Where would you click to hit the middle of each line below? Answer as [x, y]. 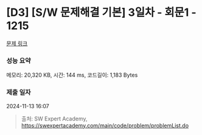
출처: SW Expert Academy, [54, 119]
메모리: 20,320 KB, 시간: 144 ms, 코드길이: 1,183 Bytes [72, 75]
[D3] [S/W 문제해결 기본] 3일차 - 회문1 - [101, 12]
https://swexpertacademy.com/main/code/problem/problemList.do [105, 125]
